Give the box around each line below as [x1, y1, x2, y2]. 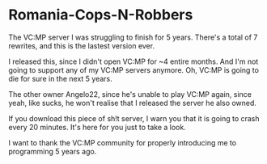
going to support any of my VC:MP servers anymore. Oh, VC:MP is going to [8, 65, 259, 74]
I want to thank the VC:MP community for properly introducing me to [8, 137, 237, 147]
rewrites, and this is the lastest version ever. [8, 40, 155, 50]
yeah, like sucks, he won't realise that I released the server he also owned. [8, 98, 257, 107]
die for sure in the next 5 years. [8, 74, 113, 83]
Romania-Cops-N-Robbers [8, 6, 193, 24]
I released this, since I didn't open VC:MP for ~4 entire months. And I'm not [8, 57, 259, 66]
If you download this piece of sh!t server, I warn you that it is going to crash [8, 113, 261, 123]
